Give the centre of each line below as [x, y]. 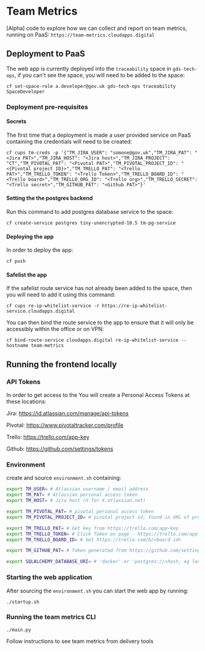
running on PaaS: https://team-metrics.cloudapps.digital [81, 34]
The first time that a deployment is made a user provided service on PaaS [99, 135]
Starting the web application [49, 577]
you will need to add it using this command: [61, 295]
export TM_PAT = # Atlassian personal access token [72, 495]
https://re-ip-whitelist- [135, 306]
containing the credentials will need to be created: [69, 141]
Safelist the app [27, 275]
